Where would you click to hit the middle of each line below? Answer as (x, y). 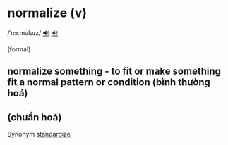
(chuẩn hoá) (35, 117)
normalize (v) (47, 13)
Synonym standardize (39, 134)
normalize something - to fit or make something (114, 71)
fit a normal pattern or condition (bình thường (109, 82)
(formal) (19, 49)
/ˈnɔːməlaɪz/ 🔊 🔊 (33, 32)
